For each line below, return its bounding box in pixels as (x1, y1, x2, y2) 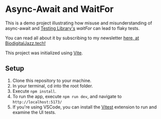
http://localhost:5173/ (12, 100, 62, 105)
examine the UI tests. (12, 109, 56, 115)
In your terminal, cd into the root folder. (12, 83, 93, 89)
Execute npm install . (12, 88, 56, 94)
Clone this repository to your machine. (12, 77, 91, 83)
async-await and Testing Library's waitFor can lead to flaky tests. (5, 25, 140, 31)
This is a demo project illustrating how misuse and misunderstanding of (5, 20, 152, 26)
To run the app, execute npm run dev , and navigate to (12, 93, 122, 99)
